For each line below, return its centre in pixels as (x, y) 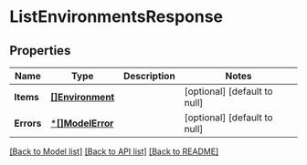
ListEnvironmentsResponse (116, 17)
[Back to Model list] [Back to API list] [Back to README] (114, 151)
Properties (40, 51)
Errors (28, 123)
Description (149, 76)
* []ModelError (82, 123)
